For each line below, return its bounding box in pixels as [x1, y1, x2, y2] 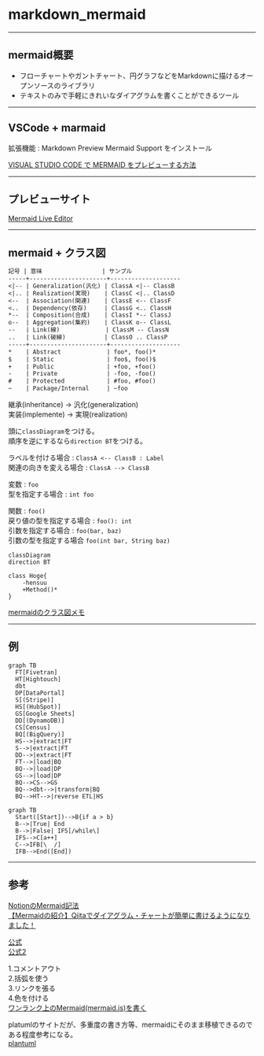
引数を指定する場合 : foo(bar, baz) [8, 526, 122, 535]
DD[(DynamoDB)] [15, 717, 65, 724]
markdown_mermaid [8, 6, 147, 24]
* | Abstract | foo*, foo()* [8, 348, 156, 356]
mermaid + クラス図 [8, 246, 106, 259]
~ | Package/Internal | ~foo [8, 384, 128, 393]
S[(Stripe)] [15, 695, 55, 704]
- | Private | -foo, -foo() [8, 370, 156, 378]
